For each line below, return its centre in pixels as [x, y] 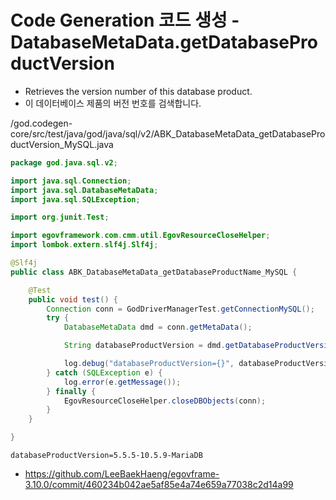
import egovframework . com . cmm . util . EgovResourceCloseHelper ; [140, 236]
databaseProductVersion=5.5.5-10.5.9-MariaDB [106, 456]
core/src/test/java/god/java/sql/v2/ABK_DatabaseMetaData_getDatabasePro [168, 133]
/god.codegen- [41, 123]
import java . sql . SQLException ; [75, 199]
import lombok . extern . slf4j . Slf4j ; [84, 245]
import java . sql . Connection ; [71, 181]
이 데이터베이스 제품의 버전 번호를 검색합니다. [113, 103]
